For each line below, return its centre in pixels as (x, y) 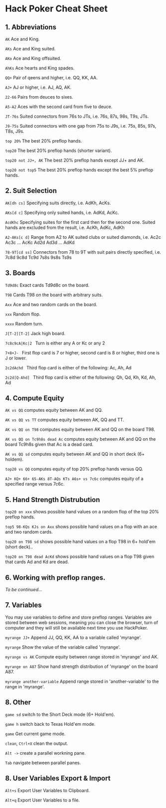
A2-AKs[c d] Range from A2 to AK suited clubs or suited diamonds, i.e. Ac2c (83, 237)
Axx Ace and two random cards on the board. (51, 304)
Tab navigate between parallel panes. (43, 763)
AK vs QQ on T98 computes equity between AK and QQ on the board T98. (80, 430)
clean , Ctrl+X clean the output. (37, 743)
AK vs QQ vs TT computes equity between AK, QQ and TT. (65, 420)
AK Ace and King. (22, 39)
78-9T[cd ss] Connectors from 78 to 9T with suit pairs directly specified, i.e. (83, 252)
